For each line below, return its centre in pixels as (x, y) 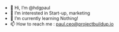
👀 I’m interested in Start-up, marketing (50, 13)
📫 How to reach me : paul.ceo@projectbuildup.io (62, 24)
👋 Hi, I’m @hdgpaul (30, 8)
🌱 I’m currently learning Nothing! (44, 18)
